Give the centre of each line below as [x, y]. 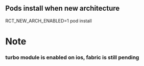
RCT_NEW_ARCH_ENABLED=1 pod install [49, 20]
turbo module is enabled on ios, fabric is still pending [72, 57]
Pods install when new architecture [63, 8]
